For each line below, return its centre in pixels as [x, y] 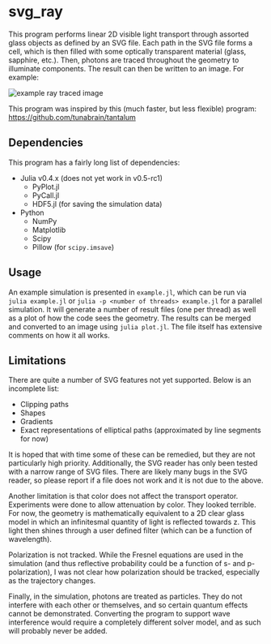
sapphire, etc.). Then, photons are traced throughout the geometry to [124, 60]
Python [32, 213]
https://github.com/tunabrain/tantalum [72, 117]
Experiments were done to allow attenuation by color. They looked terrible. [132, 504]
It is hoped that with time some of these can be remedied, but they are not [132, 455]
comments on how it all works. [59, 335]
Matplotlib [49, 230]
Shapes [33, 413]
